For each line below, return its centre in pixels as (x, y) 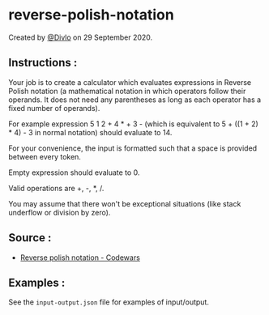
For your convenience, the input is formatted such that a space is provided (133, 148)
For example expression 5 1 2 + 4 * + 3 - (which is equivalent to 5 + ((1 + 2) (134, 124)
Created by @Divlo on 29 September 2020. (81, 37)
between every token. (45, 156)
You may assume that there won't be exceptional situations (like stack (125, 203)
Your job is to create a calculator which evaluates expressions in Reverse (130, 82)
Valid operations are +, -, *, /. (56, 188)
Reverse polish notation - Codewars (80, 258)
